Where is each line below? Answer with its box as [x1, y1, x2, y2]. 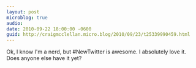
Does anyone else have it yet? [6, 55, 82, 62]
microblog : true [6, 15, 48, 21]
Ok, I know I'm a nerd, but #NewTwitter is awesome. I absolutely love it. [6, 48, 187, 55]
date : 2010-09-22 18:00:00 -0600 [6, 25, 92, 32]
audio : [6, 20, 23, 26]
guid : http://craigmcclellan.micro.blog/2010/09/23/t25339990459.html [6, 32, 190, 38]
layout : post [6, 8, 40, 15]
